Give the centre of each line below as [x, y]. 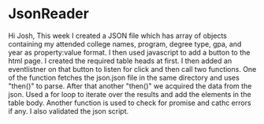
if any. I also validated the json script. [69, 111]
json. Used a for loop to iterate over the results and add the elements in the [130, 94]
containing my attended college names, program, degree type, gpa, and [125, 43]
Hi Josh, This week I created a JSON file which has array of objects [117, 36]
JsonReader [48, 14]
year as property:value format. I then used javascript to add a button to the [129, 52]
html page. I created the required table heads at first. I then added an [120, 61]
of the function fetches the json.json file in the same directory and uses [124, 77]
